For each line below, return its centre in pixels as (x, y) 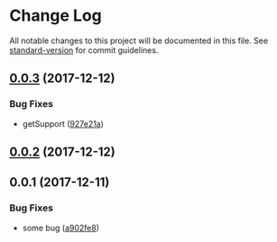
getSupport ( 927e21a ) (63, 123)
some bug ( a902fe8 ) (61, 228)
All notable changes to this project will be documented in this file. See (139, 40)
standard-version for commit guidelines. (84, 49)
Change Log (55, 16)
